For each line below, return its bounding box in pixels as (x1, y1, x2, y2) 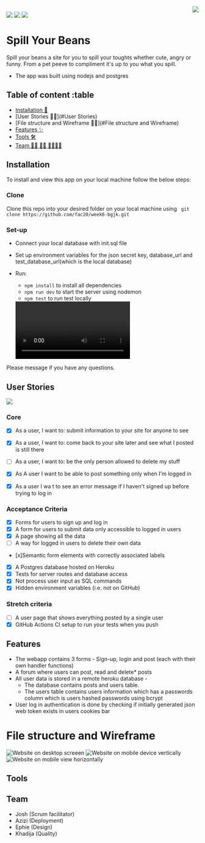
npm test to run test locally (24, 295, 92, 302)
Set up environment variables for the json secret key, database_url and (15, 251, 193, 259)
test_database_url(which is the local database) (15, 258, 132, 265)
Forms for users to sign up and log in (15, 518, 108, 526)
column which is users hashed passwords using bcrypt (24, 694, 163, 701)
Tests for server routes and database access (15, 570, 128, 578)
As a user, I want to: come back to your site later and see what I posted (15, 439, 194, 447)
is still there (15, 446, 45, 453)
